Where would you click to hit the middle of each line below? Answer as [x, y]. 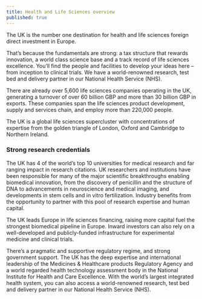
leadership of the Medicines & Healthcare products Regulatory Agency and [100, 263]
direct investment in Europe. [41, 41]
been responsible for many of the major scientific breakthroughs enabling [98, 176]
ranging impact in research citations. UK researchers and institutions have [99, 169]
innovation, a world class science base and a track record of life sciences [98, 59]
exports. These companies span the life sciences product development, [96, 103]
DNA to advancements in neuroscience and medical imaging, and [88, 189]
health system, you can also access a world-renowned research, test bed [98, 283]
